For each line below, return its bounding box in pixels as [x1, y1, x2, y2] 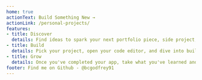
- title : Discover [6, 31, 52, 37]
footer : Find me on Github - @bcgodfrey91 [6, 64, 114, 71]
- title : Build [6, 43, 44, 49]
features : [6, 25, 31, 32]
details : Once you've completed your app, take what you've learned [11, 59, 187, 65]
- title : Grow [6, 54, 42, 60]
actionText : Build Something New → [6, 14, 96, 20]
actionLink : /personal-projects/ [6, 20, 90, 26]
